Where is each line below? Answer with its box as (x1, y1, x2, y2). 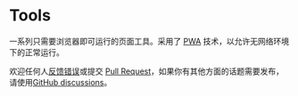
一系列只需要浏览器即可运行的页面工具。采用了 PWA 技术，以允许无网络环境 (9, 36, 290, 46)
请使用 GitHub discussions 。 (9, 76, 112, 87)
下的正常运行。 (9, 46, 64, 58)
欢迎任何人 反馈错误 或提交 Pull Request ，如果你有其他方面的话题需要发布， (9, 66, 284, 76)
